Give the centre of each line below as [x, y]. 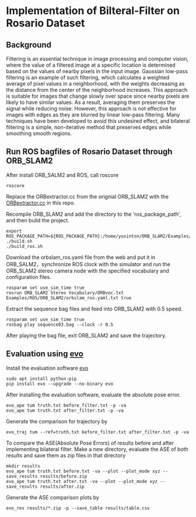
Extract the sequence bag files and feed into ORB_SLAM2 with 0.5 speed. [94, 309]
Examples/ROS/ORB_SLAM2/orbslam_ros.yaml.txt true [69, 298]
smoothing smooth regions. [39, 133]
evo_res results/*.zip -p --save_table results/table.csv [78, 508]
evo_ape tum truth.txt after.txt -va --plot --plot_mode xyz [82, 481]
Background [29, 45]
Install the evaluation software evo [47, 368]
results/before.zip [64, 476]
